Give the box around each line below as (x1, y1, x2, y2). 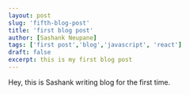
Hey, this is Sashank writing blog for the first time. (8, 77, 171, 87)
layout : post (8, 11, 51, 20)
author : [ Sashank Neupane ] (8, 33, 97, 42)
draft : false (8, 48, 51, 56)
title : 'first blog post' (8, 26, 93, 34)
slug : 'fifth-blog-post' (8, 19, 90, 27)
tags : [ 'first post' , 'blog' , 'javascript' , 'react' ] (8, 41, 182, 49)
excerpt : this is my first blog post (8, 56, 133, 64)
